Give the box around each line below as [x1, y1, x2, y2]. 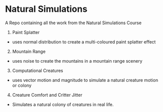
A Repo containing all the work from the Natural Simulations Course [5, 20, 142, 26]
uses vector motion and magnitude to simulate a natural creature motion [12, 77, 159, 83]
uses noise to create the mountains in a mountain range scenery [12, 58, 142, 64]
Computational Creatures [12, 68, 63, 74]
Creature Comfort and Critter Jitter [12, 92, 82, 98]
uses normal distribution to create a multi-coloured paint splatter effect [12, 38, 156, 45]
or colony [12, 82, 32, 88]
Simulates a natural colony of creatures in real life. [12, 101, 114, 107]
